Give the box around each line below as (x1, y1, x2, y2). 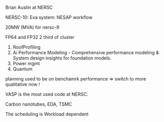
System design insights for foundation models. (12, 55, 112, 61)
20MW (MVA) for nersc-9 (5, 24, 60, 30)
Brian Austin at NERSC (5, 5, 53, 10)
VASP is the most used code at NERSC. (5, 91, 88, 97)
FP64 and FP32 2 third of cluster (5, 34, 75, 40)
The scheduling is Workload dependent (5, 111, 89, 117)
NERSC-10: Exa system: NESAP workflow (5, 14, 93, 20)
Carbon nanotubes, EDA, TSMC (5, 101, 72, 107)
